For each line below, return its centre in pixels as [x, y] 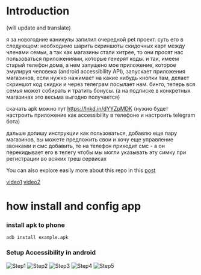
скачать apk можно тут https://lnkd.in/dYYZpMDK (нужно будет [87, 108]
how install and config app [74, 206]
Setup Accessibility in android [51, 253]
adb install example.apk [37, 238]
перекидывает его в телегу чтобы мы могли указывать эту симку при [96, 152]
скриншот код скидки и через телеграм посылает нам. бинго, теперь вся [101, 84]
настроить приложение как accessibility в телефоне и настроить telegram [101, 115]
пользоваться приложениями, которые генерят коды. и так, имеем [93, 58]
